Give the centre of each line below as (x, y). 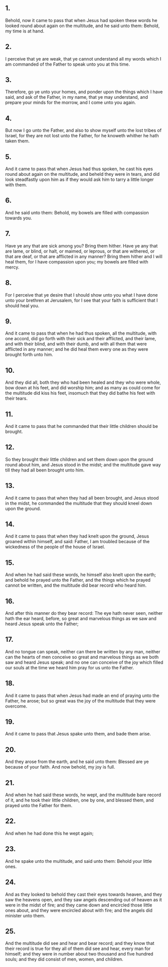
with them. (16, 185)
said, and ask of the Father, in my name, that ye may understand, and (76, 97)
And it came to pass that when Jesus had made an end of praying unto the (82, 695)
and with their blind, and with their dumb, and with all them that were (76, 344)
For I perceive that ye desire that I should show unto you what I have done (81, 295)
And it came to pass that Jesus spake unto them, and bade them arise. (78, 734)
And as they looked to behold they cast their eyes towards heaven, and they (83, 894)
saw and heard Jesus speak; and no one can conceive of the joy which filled (84, 662)
